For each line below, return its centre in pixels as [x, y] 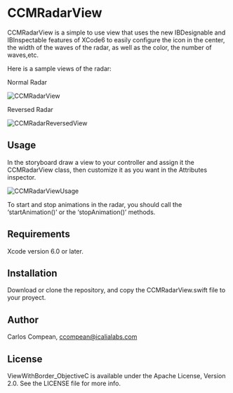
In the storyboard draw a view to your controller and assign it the [101, 162]
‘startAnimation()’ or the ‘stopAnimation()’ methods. [81, 212]
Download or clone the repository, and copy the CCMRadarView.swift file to [116, 290]
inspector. [22, 177]
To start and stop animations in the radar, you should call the [95, 204]
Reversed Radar [31, 109]
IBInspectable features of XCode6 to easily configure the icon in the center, [116, 39]
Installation [32, 273]
